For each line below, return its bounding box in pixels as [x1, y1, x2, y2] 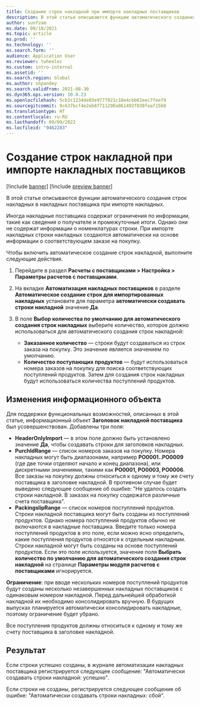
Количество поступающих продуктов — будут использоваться [23, 358, 188, 365]
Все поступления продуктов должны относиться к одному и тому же [6, 622, 183, 629]
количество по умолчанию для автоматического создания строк [14, 554, 186, 562]
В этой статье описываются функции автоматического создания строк [6, 194, 187, 201]
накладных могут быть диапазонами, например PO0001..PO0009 [14, 453, 183, 460]
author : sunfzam [6, 20, 46, 26]
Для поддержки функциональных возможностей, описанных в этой [6, 410, 179, 417]
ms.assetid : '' [6, 70, 44, 76]
